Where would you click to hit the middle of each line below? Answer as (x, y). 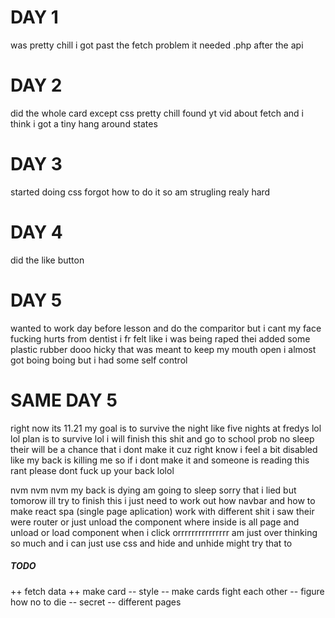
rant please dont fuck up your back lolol (92, 470)
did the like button (47, 260)
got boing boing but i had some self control (99, 360)
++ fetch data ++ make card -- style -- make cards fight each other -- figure (167, 591)
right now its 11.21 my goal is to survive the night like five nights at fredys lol (166, 428)
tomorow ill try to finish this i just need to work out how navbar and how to (163, 500)
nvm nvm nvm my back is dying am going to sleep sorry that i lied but (153, 490)
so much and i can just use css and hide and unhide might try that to (151, 543)
